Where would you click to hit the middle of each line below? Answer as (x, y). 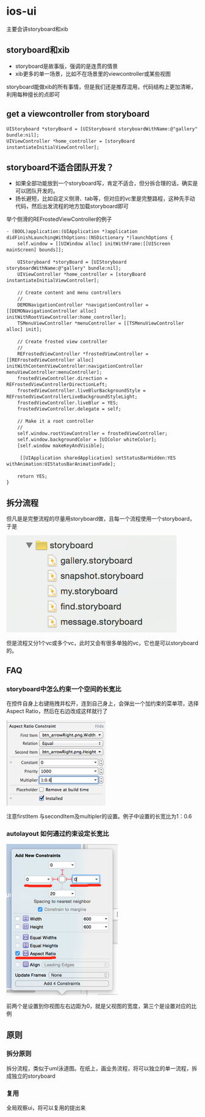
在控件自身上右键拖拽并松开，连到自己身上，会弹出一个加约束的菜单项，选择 (103, 703)
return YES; (32, 476)
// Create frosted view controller (63, 342)
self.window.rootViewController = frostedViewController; (92, 434)
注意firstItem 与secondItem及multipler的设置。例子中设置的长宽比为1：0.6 (99, 816)
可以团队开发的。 (37, 191)
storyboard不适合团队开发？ (60, 167)
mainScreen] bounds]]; (35, 250)
